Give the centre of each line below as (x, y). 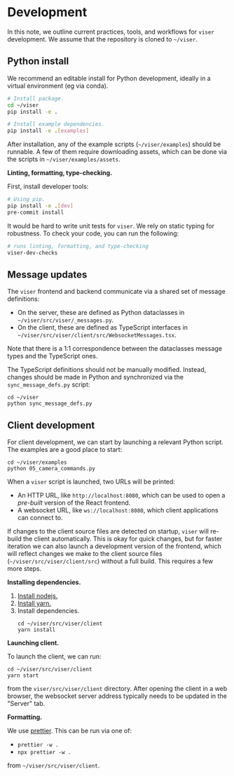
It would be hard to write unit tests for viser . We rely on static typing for (111, 226)
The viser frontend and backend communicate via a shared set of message (116, 292)
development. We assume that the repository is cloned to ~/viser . (102, 39)
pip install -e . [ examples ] (48, 131)
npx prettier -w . (44, 753)
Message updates (47, 274)
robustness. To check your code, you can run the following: (93, 233)
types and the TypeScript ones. (53, 356)
